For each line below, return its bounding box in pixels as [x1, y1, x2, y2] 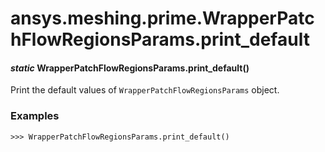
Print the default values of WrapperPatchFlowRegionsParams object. [10, 84, 280, 96]
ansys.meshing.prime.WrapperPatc [10, 7, 315, 30]
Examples [10, 109, 60, 123]
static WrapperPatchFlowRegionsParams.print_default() [10, 62, 250, 74]
